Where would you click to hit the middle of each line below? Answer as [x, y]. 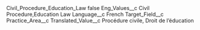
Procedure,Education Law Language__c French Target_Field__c [85, 14]
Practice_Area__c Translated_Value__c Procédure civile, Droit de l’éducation [100, 21]
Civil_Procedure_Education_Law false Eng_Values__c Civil [78, 8]
